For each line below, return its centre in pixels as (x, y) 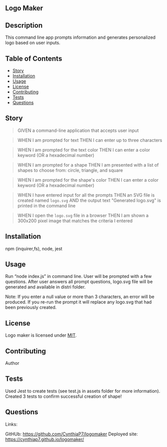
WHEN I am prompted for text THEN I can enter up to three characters (90, 140)
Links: (11, 424)
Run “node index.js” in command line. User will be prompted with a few (78, 276)
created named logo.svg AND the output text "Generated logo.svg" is (89, 200)
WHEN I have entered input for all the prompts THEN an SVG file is (86, 195)
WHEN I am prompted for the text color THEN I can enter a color (84, 150)
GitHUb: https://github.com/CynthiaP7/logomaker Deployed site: (71, 434)
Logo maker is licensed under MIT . (41, 335)
